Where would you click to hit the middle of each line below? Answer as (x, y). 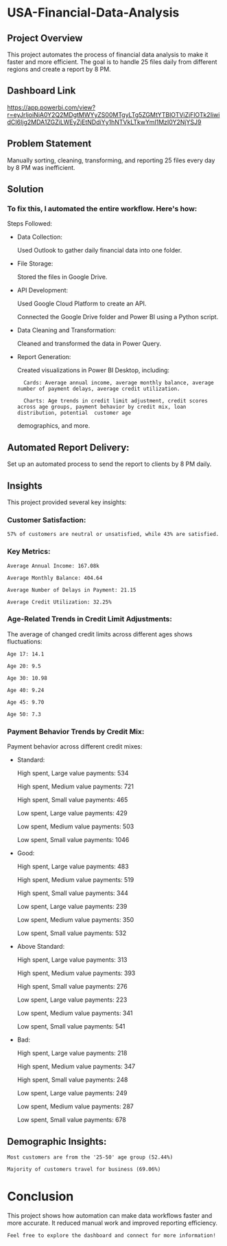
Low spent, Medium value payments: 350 (75, 920)
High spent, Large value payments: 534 (73, 773)
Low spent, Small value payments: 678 (72, 1120)
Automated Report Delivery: (68, 448)
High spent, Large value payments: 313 (72, 960)
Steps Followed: (30, 224)
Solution (25, 190)
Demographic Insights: (57, 1141)
